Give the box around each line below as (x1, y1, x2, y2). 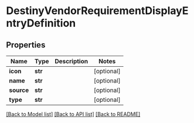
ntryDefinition (6, 16, 76, 30)
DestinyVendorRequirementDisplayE (6, 4, 189, 18)
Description (55, 57, 89, 65)
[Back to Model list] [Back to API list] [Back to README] (6, 111, 141, 118)
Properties (6, 40, 46, 50)
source (9, 86, 29, 94)
